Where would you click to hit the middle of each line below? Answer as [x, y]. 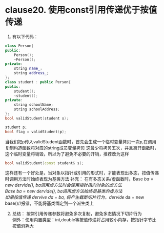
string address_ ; [31, 73]
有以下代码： [25, 37]
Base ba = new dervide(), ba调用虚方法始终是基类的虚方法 [64, 191]
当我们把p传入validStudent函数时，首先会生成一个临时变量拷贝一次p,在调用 [81, 141]
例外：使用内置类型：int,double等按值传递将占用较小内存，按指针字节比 [84, 220]
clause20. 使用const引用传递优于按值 [81, 10]
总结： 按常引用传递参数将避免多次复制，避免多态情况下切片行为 [77, 214]
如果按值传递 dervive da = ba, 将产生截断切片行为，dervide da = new [75, 197]
